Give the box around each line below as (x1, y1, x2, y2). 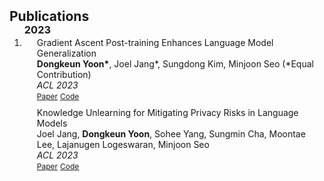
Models (36, 117, 68, 129)
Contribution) (36, 69, 92, 80)
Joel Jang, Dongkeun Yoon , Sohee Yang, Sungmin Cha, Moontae (36, 128, 306, 140)
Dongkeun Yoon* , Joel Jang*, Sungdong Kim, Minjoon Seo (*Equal (36, 58, 314, 70)
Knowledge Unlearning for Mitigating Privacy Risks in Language (36, 107, 299, 118)
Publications (9, 8, 90, 25)
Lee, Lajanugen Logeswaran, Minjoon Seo (36, 139, 210, 150)
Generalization (36, 47, 97, 59)
